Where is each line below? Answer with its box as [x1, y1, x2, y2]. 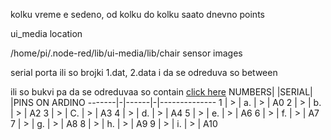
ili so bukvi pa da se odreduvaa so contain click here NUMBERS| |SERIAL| [10, 86, 313, 98]
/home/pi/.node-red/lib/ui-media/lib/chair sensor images [10, 47, 243, 59]
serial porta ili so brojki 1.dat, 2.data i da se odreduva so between [10, 67, 278, 78]
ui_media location [10, 28, 83, 39]
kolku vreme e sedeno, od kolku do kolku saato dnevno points [10, 9, 265, 20]
